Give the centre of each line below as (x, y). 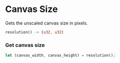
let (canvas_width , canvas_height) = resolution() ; (60, 55)
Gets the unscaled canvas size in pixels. (46, 23)
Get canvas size (25, 45)
